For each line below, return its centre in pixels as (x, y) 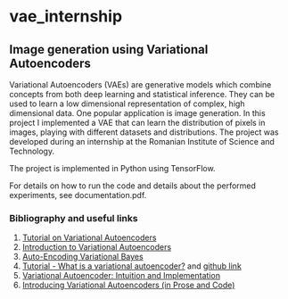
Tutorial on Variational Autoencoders (89, 237)
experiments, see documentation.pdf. (78, 195)
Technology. (32, 151)
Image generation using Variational (109, 50)
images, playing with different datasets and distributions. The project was (144, 132)
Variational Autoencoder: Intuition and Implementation (121, 276)
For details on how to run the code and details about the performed (133, 186)
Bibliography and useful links (74, 218)
